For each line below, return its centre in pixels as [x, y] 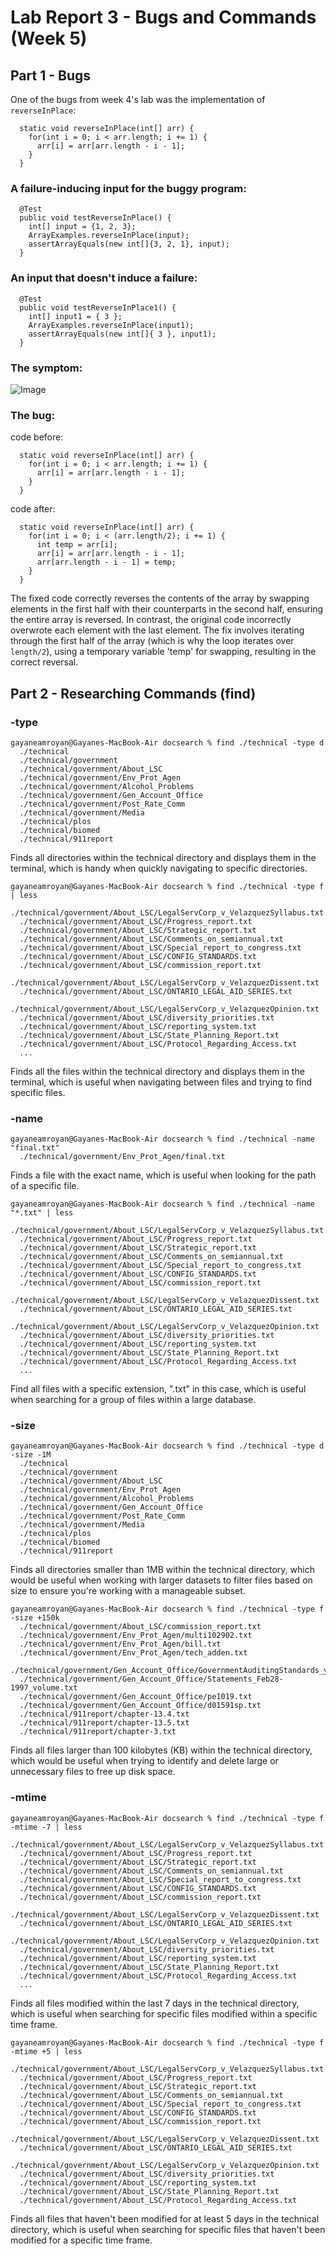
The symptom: [46, 368]
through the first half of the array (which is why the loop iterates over [152, 641]
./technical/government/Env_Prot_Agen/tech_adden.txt [133, 1653]
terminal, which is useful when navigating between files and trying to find [161, 1082]
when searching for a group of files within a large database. [133, 1400]
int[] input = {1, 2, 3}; [82, 227]
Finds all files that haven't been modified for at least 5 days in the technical [165, 2218]
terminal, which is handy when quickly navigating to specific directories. [159, 868]
